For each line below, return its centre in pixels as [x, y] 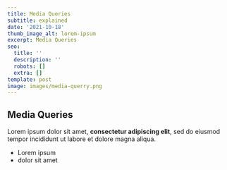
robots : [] [30, 66]
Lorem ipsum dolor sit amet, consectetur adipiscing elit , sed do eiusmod [114, 132]
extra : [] [28, 73]
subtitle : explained [38, 20]
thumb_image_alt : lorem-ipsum [52, 34]
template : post [30, 79]
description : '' [37, 60]
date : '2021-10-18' [36, 27]
